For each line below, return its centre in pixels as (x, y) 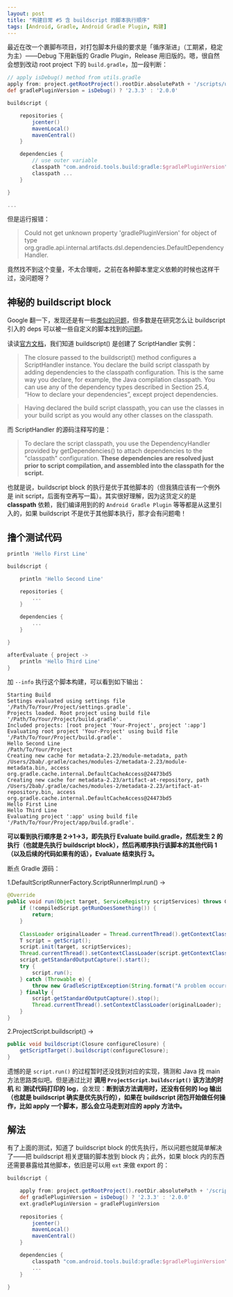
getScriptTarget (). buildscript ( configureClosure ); (94, 1050)
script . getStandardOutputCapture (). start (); (85, 960)
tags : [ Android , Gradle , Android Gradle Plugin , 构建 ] (87, 26)
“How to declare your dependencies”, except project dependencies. (121, 395)
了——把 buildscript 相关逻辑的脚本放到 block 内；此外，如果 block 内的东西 (116, 1157)
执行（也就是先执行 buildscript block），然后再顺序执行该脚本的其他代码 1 (112, 845)
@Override (21, 895)
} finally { (37, 992)
